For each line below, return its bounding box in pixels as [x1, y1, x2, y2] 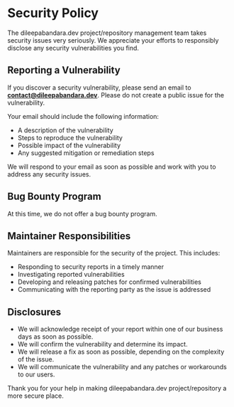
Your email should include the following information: [7, 112, 160, 120]
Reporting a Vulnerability [7, 64, 121, 76]
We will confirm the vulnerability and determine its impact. [17, 340, 188, 349]
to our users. [17, 370, 55, 379]
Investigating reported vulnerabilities [17, 270, 126, 279]
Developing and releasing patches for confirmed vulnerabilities [17, 277, 202, 286]
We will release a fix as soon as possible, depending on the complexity [17, 347, 225, 356]
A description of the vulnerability [17, 126, 113, 134]
